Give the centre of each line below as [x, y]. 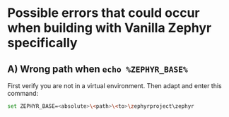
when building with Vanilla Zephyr [110, 28]
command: [23, 93]
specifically [42, 43]
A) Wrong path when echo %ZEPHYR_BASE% [98, 69]
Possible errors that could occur [104, 13]
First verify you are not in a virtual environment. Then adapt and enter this [114, 86]
